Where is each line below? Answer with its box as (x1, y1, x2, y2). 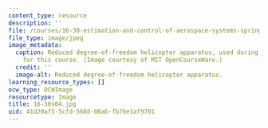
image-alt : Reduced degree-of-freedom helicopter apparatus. (15, 71, 223, 79)
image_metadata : (8, 41, 62, 49)
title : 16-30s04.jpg (8, 100, 77, 108)
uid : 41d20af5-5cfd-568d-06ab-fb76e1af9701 (8, 108, 156, 116)
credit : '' (15, 64, 52, 72)
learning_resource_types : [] (8, 78, 105, 86)
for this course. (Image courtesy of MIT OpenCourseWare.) (22, 56, 223, 64)
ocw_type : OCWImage (8, 85, 73, 94)
